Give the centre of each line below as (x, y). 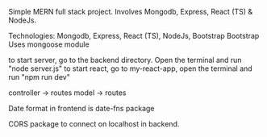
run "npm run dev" (39, 77)
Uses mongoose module (49, 44)
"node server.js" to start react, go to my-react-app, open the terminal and (130, 68)
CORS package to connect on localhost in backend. (94, 124)
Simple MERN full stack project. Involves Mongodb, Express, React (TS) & (131, 12)
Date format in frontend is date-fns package (81, 108)
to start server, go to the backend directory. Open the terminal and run (125, 60)
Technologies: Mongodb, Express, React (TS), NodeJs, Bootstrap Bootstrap (134, 36)
